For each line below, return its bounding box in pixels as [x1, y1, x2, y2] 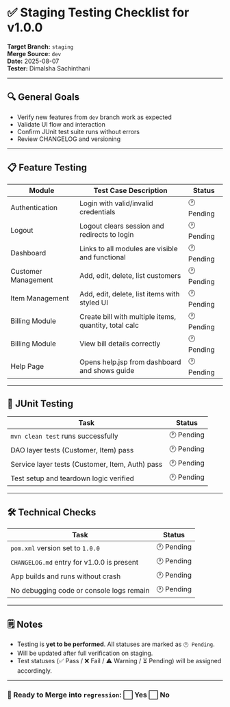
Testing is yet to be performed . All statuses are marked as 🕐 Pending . [16, 640, 216, 648]
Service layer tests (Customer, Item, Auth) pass [10, 459, 163, 469]
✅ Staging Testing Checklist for [7, 5, 190, 21]
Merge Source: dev [7, 49, 62, 57]
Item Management [10, 294, 70, 303]
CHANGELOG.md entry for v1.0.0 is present [10, 557, 139, 567]
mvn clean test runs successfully [10, 431, 118, 441]
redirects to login [79, 230, 134, 240]
